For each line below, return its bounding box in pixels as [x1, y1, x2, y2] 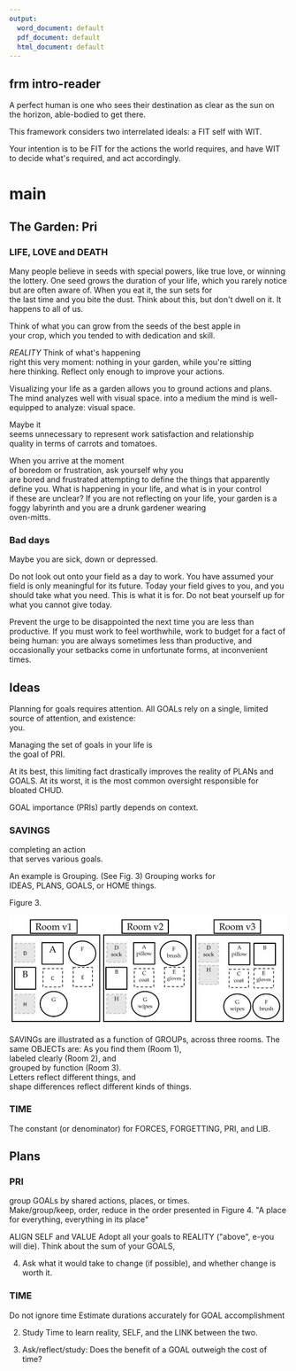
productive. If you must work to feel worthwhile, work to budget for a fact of [9, 626, 285, 637]
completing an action [9, 845, 87, 855]
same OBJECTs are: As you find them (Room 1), [9, 1043, 182, 1054]
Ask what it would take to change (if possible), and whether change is [21, 1258, 277, 1269]
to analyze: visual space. [45, 401, 136, 412]
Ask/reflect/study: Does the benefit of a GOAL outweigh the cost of [21, 1344, 268, 1355]
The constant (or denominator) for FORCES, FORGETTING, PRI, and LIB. [9, 1123, 271, 1133]
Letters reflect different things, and [9, 1071, 137, 1082]
